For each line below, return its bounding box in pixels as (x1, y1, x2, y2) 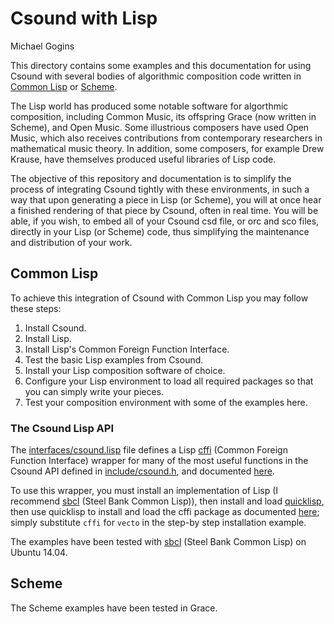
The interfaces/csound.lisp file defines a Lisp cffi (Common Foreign (10, 444, 288, 456)
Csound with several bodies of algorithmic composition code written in (10, 70, 302, 82)
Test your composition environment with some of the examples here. (24, 396, 308, 408)
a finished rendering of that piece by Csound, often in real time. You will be (10, 204, 319, 216)
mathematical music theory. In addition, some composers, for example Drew (10, 142, 325, 154)
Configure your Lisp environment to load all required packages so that (24, 375, 314, 387)
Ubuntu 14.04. (10, 547, 68, 559)
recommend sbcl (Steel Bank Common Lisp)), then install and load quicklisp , (10, 495, 325, 507)
